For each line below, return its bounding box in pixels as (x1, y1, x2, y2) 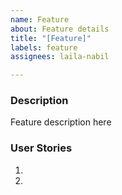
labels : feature (10, 42, 78, 53)
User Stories (10, 141, 73, 155)
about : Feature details (10, 24, 110, 34)
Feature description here (10, 116, 112, 128)
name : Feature (10, 14, 70, 25)
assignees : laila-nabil (10, 52, 110, 62)
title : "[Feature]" (10, 33, 92, 43)
